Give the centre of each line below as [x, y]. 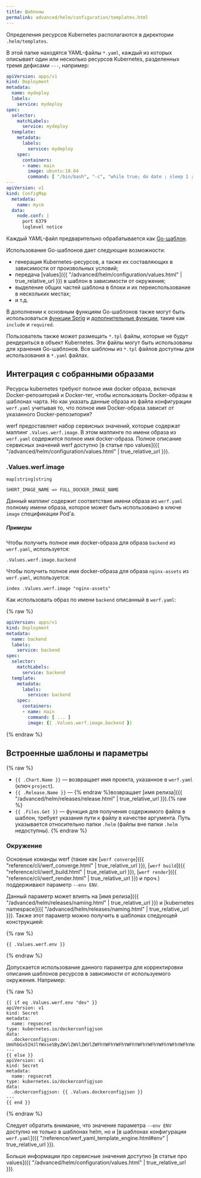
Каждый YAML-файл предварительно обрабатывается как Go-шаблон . [97, 238]
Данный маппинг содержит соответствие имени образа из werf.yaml [95, 501]
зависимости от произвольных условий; [66, 268]
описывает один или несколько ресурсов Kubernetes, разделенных [93, 59]
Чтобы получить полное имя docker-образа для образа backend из [91, 543]
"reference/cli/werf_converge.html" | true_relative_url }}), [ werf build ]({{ [96, 865]
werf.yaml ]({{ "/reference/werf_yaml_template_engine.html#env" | [87, 1138]
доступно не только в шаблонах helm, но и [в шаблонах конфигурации [96, 1131]
